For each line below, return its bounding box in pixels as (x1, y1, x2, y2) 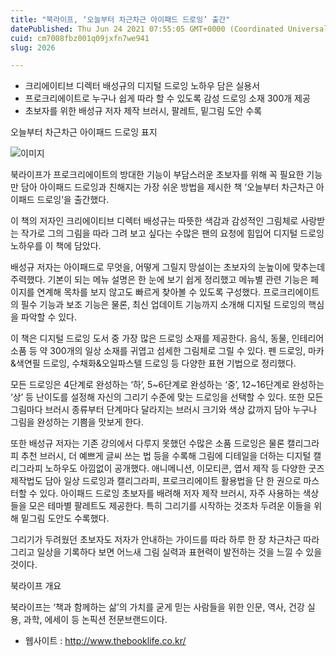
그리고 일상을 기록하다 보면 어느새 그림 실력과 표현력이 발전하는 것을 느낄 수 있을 (10, 546, 323, 558)
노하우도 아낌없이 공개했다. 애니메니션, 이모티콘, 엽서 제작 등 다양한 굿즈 (44, 462, 325, 475)
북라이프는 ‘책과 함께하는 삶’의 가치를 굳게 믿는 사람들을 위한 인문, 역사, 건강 (10, 601, 305, 613)
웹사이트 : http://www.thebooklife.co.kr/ (24, 635, 187, 647)
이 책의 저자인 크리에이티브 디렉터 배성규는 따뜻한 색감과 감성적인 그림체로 (10, 215, 299, 227)
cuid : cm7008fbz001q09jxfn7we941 (10, 33, 150, 43)
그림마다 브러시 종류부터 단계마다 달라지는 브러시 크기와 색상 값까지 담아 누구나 (10, 404, 318, 416)
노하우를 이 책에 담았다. (10, 240, 102, 252)
